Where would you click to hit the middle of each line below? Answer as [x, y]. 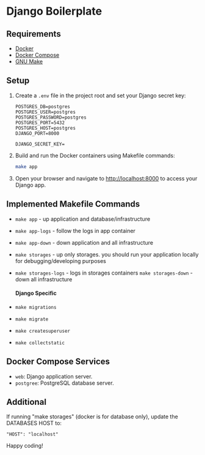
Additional [27, 402]
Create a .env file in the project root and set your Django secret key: [100, 95]
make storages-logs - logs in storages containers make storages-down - [104, 273]
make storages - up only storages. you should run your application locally [107, 254]
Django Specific [36, 293]
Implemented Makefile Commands [73, 204]
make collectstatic [40, 343]
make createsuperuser [42, 331]
